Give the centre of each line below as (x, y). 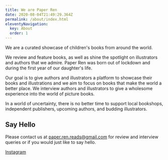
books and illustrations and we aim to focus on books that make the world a (83, 83)
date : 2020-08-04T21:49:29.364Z (39, 15)
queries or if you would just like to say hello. (51, 142)
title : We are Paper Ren (31, 10)
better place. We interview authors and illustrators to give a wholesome (79, 88)
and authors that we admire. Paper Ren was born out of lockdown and (78, 63)
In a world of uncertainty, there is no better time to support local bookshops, (84, 103)
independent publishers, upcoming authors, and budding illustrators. (76, 109)
